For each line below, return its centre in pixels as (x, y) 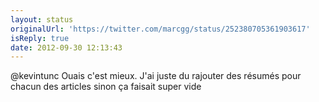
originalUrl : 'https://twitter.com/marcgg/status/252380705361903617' (160, 29)
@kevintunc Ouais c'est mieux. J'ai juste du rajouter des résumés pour (156, 76)
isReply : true (40, 38)
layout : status (42, 19)
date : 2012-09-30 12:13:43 (66, 47)
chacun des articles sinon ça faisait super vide (106, 87)
